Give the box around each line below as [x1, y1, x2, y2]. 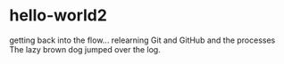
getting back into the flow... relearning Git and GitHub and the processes [9, 35, 276, 45]
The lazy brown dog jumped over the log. [9, 44, 161, 54]
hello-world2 [9, 5, 107, 26]
